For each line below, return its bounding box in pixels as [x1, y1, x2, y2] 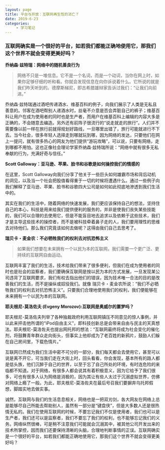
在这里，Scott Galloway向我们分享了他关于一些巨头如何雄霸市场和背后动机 [5, 172, 156, 178]
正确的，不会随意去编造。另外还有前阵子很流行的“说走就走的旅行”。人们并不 [5, 120, 160, 126]
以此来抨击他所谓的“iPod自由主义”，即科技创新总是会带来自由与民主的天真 [5, 320, 156, 326]
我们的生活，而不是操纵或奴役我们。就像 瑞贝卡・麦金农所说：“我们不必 [9, 281, 155, 287]
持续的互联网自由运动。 [17, 252, 65, 258]
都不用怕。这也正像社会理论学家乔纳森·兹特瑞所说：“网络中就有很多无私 [13, 145, 159, 150]
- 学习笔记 [16, 26, 35, 30]
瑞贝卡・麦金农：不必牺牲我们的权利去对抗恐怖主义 [5, 236, 109, 241]
